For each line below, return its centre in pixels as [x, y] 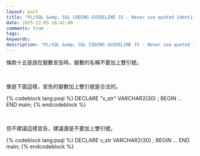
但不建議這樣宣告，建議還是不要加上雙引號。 [61, 128]
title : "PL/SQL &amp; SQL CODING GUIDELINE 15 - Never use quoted [90, 17]
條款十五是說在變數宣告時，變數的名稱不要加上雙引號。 [74, 62]
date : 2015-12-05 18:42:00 [40, 23]
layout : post [22, 12]
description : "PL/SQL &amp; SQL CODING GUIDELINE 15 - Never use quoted [98, 45]
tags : [13, 34]
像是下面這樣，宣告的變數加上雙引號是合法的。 [63, 86]
